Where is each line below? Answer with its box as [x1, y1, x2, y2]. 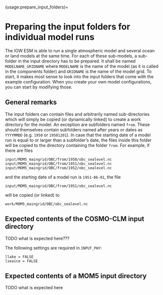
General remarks [5, 98, 57, 106]
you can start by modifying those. [5, 84, 73, 90]
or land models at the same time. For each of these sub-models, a [5, 53, 137, 59]
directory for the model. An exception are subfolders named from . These [5, 122, 150, 127]
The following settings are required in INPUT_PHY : [5, 245, 102, 251]
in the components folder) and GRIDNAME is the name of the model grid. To [5, 68, 152, 74]
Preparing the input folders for [5, 21, 130, 32]
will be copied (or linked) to [5, 192, 60, 198]
